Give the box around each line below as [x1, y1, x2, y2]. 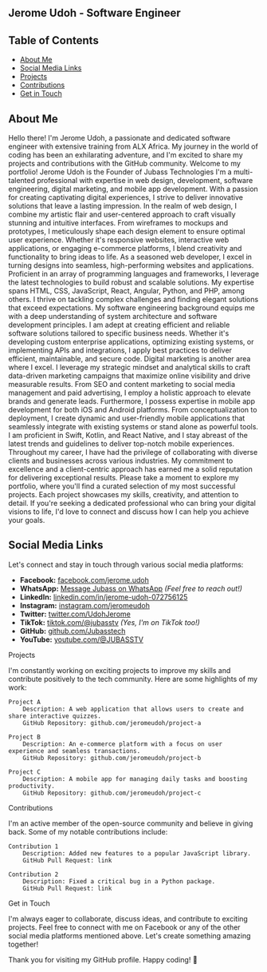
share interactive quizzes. [8, 711, 102, 720]
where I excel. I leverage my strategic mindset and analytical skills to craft [8, 363, 251, 372]
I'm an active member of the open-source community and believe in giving [8, 819, 253, 828]
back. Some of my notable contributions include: [8, 827, 168, 836]
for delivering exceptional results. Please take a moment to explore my [8, 473, 239, 483]
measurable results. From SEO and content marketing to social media [8, 380, 236, 389]
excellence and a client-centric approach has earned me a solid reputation [8, 464, 253, 474]
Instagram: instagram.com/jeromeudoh [19, 600, 150, 610]
